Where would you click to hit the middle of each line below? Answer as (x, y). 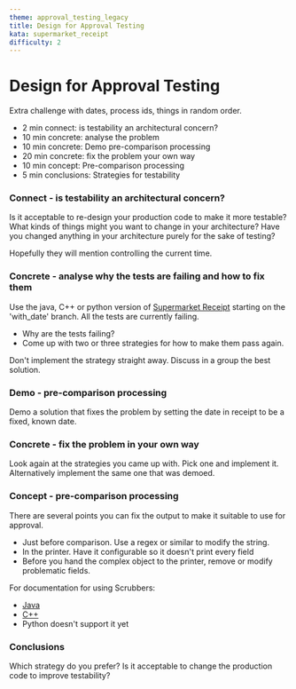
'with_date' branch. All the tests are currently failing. (104, 316)
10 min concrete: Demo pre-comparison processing (116, 147)
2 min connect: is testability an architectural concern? (120, 128)
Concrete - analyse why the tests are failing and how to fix (137, 276)
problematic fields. (56, 570)
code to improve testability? (60, 675)
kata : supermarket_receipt (59, 34)
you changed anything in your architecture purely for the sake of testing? (143, 236)
